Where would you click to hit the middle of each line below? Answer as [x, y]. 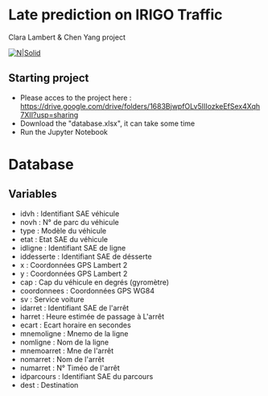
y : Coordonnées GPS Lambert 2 [74, 273]
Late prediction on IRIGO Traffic [115, 15]
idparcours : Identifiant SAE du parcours [87, 376]
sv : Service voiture [52, 299]
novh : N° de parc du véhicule [69, 222]
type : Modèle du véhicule [63, 231]
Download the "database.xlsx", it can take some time [107, 123]
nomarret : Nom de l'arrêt [62, 359]
